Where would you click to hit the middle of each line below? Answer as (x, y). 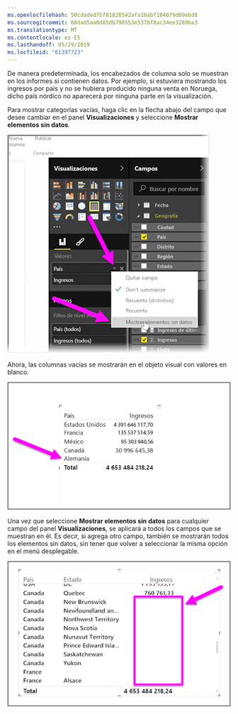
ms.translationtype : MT (42, 30)
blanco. (18, 372)
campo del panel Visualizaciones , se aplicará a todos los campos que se (114, 529)
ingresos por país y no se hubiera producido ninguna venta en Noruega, (112, 88)
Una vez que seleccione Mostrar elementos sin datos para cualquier (108, 521)
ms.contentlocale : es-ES (44, 38)
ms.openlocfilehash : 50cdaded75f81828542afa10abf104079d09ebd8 (103, 15)
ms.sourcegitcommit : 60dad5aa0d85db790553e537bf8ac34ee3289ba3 (103, 22)
